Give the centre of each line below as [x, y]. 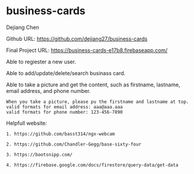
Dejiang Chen [23, 27]
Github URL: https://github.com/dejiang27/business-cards [77, 38]
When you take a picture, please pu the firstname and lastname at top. [98, 102]
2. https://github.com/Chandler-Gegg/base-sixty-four [74, 144]
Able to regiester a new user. [41, 62]
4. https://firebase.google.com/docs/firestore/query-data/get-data [92, 165]
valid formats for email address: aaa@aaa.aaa [64, 107]
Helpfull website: [27, 123]
